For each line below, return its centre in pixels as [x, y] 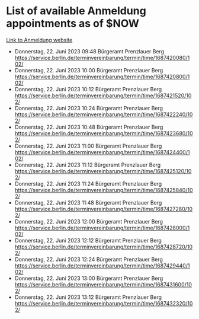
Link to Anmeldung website [39, 40]
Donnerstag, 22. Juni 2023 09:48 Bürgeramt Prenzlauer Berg [89, 51]
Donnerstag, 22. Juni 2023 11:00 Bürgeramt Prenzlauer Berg [88, 146]
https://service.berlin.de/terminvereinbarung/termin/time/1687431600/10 [103, 284]
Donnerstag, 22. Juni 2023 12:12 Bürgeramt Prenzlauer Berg [88, 240]
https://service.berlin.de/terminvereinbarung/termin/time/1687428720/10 [104, 247]
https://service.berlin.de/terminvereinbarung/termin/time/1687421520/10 [103, 95]
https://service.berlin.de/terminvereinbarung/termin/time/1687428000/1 [102, 228]
